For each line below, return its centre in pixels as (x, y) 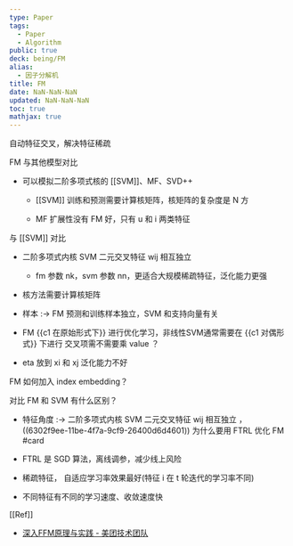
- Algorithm (40, 42)
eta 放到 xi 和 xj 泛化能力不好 (75, 363)
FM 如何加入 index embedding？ (69, 382)
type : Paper (31, 17)
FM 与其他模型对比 (44, 162)
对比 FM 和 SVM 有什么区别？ (63, 401)
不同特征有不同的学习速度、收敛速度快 (92, 497)
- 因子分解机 (38, 76)
